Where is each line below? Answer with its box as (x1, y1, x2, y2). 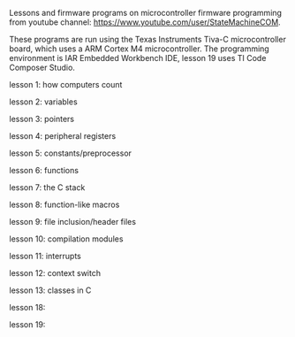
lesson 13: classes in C (9, 285, 92, 295)
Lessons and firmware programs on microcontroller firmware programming (9, 8, 283, 18)
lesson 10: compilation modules (9, 234, 124, 244)
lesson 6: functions (9, 165, 79, 175)
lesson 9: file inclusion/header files (9, 217, 137, 226)
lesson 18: (9, 303, 46, 312)
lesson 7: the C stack (9, 182, 86, 193)
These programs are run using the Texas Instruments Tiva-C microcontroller (9, 34, 287, 44)
